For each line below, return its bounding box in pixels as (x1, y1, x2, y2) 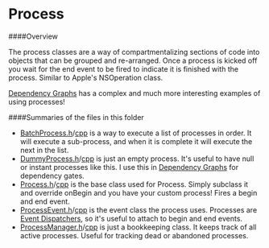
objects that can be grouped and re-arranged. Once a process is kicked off (8, 56, 258, 65)
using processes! (8, 97, 66, 106)
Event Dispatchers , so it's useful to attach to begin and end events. (19, 213, 243, 223)
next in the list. (19, 145, 69, 155)
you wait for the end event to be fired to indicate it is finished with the (8, 64, 239, 73)
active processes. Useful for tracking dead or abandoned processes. (19, 230, 249, 240)
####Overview (8, 31, 59, 41)
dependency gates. (19, 171, 85, 180)
